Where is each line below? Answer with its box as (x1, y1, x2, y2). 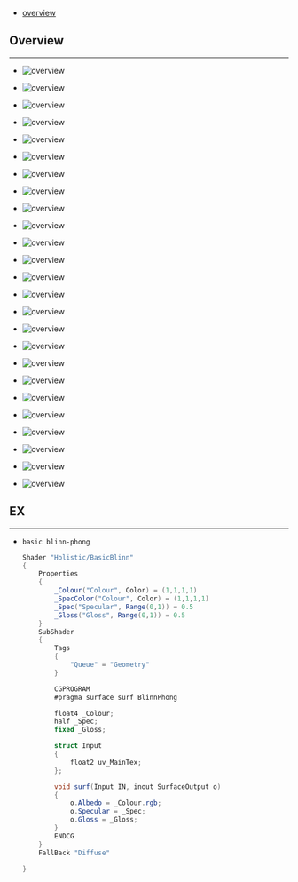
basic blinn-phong (21, 537, 90, 546)
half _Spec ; (54, 717, 98, 727)
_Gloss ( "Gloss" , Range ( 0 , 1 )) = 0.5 (54, 610, 186, 620)
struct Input (54, 742, 102, 751)
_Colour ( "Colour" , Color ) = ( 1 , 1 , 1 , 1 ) (54, 586, 198, 595)
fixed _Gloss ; (54, 726, 106, 735)
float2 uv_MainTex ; (69, 758, 142, 767)
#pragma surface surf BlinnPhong (54, 693, 177, 702)
